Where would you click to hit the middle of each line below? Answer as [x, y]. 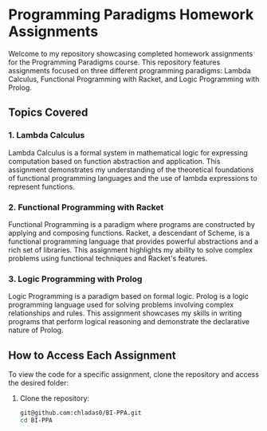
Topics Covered [48, 113]
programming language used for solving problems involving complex [121, 305]
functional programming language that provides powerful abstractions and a [133, 241]
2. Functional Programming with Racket [86, 207]
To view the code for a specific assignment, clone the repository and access [133, 374]
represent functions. [42, 186]
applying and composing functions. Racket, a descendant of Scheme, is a [129, 233]
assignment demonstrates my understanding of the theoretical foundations [131, 170]
